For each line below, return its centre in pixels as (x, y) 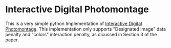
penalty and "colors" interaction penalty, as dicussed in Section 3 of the (81, 34)
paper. (12, 40)
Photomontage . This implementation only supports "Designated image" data (86, 29)
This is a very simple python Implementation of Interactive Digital (74, 23)
